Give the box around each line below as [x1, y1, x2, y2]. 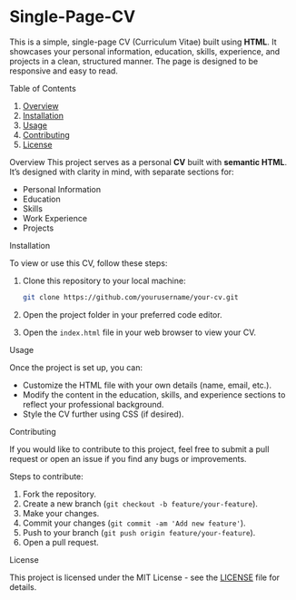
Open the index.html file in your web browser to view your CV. [22, 327, 257, 338]
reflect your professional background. [22, 398, 164, 409]
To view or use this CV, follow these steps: [9, 257, 168, 269]
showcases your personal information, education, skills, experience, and [9, 45, 281, 56]
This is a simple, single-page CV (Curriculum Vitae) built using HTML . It [9, 36, 277, 47]
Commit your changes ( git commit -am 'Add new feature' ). [22, 517, 247, 528]
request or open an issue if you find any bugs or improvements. [9, 453, 247, 464]
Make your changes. [22, 507, 100, 518]
